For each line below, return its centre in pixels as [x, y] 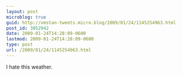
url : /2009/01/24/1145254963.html [49, 50]
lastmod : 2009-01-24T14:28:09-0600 [50, 39]
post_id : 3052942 [28, 28]
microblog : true [26, 17]
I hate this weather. [29, 67]
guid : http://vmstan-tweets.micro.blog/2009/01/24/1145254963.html [91, 22]
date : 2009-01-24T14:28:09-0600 [46, 34]
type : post [20, 45]
